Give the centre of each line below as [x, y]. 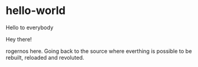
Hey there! [19, 39]
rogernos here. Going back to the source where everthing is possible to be [99, 51]
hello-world [36, 11]
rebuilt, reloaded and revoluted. [45, 57]
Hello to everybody [30, 27]
